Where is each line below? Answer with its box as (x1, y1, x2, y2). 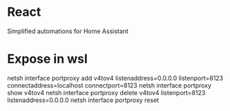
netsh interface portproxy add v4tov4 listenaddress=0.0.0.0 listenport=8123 (7, 74, 224, 82)
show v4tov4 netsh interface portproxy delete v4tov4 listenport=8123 (7, 88, 206, 97)
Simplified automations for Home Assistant (7, 27, 129, 35)
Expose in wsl (7, 51, 88, 67)
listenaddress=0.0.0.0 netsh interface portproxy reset (7, 96, 160, 104)
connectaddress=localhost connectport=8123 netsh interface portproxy (7, 81, 212, 90)
